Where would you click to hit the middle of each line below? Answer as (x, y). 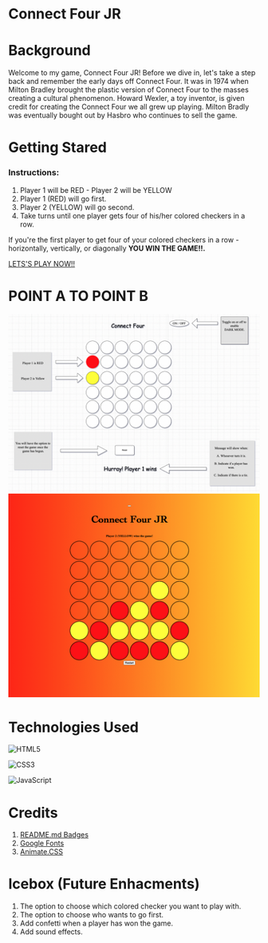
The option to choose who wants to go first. (92, 915)
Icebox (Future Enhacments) (104, 884)
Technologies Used (74, 727)
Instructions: (34, 173)
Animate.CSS (41, 852)
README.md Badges (54, 835)
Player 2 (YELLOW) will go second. (77, 207)
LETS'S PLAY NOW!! (42, 263)
